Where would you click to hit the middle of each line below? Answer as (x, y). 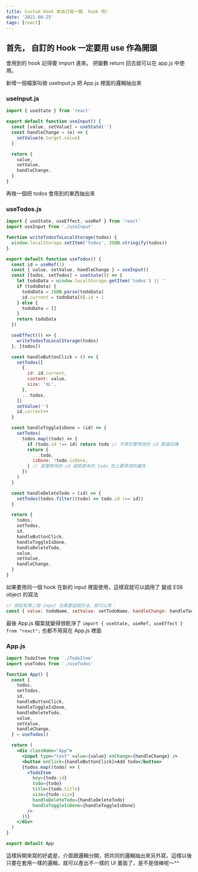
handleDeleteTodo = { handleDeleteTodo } (79, 800)
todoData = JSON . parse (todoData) (63, 292)
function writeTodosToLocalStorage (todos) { (62, 237)
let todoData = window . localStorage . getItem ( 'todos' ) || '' (92, 281)
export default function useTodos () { (54, 259)
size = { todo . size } (54, 795)
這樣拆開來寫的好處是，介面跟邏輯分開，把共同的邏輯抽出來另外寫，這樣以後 (99, 856)
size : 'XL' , (42, 384)
